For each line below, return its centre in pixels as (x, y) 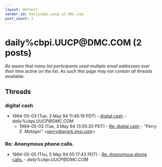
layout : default (21, 9)
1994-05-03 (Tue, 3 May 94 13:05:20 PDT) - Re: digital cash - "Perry (88, 126)
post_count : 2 (19, 18)
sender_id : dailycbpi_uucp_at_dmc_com (44, 14)
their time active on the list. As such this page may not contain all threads (79, 71)
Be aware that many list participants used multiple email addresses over (78, 66)
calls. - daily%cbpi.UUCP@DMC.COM (50, 160)
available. (15, 76)
